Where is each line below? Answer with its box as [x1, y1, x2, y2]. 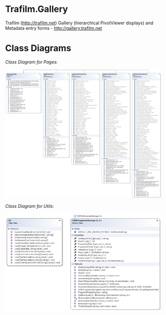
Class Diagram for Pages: [5, 59, 58, 65]
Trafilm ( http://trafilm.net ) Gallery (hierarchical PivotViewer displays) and [5, 20, 154, 26]
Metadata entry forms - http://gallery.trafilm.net [5, 25, 103, 31]
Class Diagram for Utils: [5, 203, 55, 209]
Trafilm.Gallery [5, 3, 68, 15]
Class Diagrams [5, 43, 71, 54]
